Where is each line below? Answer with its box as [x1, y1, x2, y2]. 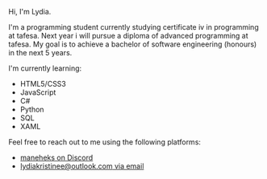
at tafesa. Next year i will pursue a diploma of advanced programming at [8, 31, 248, 40]
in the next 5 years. [8, 48, 73, 57]
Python [19, 104, 44, 114]
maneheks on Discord [19, 153, 94, 162]
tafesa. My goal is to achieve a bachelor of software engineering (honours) [8, 39, 257, 49]
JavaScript [19, 87, 56, 97]
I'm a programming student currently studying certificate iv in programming [8, 22, 260, 31]
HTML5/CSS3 [19, 79, 66, 88]
